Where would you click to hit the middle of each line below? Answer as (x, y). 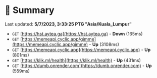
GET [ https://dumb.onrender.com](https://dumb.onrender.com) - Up (82, 65)
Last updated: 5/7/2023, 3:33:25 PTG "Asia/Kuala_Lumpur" (68, 24)
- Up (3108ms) (104, 44)
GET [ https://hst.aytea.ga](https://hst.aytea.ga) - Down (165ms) (77, 33)
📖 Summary (30, 10)
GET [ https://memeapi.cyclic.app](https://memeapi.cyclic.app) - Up (81, 49)
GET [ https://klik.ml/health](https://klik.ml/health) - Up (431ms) (76, 60)
